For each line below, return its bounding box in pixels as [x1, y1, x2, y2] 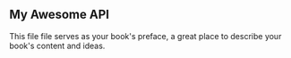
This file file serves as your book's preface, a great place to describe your [9, 30, 282, 41]
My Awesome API [9, 7, 110, 22]
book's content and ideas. [9, 40, 106, 51]
